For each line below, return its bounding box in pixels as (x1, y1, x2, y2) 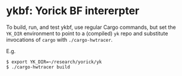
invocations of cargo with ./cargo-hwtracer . (6, 36, 113, 43)
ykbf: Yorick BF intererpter (6, 4, 139, 18)
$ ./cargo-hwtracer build (6, 64, 70, 70)
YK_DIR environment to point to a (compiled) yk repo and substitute (6, 29, 168, 37)
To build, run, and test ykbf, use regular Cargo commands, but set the (6, 24, 176, 31)
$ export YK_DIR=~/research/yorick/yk (6, 59, 102, 65)
